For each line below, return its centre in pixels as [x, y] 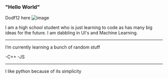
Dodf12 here [18, 18]
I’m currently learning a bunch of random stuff [53, 47]
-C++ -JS [15, 57]
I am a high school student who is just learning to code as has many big [79, 27]
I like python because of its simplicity [43, 71]
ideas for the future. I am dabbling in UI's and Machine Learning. [71, 33]
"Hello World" [22, 7]
